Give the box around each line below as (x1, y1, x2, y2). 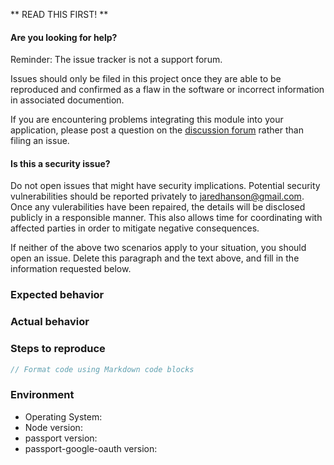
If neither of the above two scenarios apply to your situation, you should (10, 242, 307, 254)
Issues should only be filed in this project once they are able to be (10, 73, 282, 85)
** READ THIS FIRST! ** (10, 9, 109, 20)
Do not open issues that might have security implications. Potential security (10, 180, 321, 192)
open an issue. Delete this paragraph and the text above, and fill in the (10, 252, 300, 264)
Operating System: (24, 410, 103, 423)
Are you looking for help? (10, 31, 118, 43)
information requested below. (10, 263, 132, 275)
